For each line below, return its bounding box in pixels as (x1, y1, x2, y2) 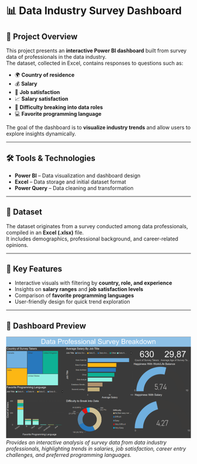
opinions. (6, 241, 29, 248)
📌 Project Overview (6, 31, 78, 41)
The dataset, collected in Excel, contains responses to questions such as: (6, 59, 184, 66)
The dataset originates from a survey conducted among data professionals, (6, 222, 188, 229)
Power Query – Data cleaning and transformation (14, 184, 134, 191)
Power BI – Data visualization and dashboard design (14, 172, 141, 179)
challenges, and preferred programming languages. (6, 452, 132, 459)
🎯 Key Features (6, 264, 63, 274)
